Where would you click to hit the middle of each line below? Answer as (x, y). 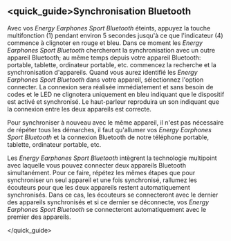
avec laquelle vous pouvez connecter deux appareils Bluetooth (97, 165)
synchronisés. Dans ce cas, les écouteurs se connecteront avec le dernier (113, 195)
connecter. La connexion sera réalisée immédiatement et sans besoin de (110, 87)
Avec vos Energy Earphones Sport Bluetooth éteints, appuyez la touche (109, 28)
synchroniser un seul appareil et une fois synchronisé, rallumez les (102, 180)
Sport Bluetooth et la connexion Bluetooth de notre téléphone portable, (108, 137)
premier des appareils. (39, 217)
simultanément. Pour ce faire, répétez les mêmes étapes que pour (101, 172)
